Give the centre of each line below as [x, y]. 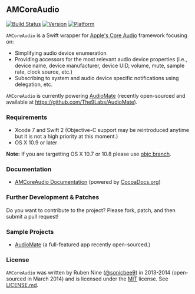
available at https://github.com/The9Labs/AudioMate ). [72, 102]
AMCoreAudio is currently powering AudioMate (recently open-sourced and [96, 95]
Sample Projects [30, 232]
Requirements [27, 117]
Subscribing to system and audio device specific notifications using [97, 78]
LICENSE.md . [22, 285]
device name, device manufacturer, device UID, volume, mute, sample [100, 65]
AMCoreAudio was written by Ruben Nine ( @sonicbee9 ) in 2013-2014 [88, 273]
